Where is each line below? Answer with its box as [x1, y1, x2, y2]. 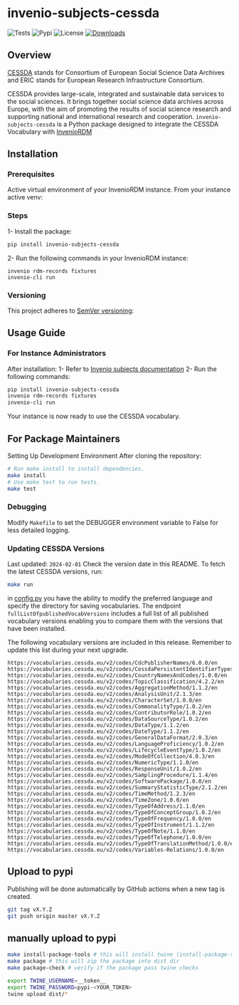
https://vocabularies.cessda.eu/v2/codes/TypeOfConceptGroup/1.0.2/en [7, 809, 221, 816]
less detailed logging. [7, 526, 70, 534]
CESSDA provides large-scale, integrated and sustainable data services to [7, 89, 225, 98]
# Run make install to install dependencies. [7, 465, 144, 473]
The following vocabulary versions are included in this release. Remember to [7, 638, 232, 646]
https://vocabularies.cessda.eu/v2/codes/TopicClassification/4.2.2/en [7, 678, 224, 685]
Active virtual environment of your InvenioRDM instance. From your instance [7, 185, 231, 194]
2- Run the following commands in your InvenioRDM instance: [7, 254, 188, 262]
